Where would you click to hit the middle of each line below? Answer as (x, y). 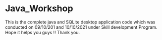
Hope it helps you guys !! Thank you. (43, 32)
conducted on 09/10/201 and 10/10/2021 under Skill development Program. (81, 27)
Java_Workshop (39, 9)
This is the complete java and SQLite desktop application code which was (80, 22)
